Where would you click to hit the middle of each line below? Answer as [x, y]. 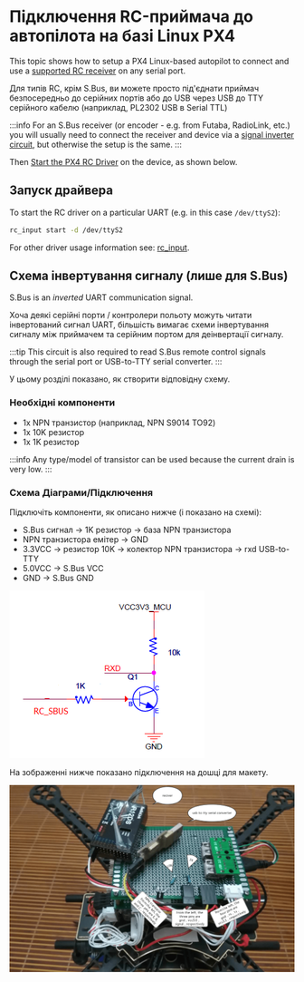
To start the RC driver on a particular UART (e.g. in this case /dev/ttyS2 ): [145, 212]
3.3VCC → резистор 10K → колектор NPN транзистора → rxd [139, 549]
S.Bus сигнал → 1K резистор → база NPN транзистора [127, 530]
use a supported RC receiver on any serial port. [98, 71]
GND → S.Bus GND [58, 579]
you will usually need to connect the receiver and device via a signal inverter [152, 134]
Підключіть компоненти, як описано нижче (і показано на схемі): [136, 512]
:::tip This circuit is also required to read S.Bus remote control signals [138, 352]
